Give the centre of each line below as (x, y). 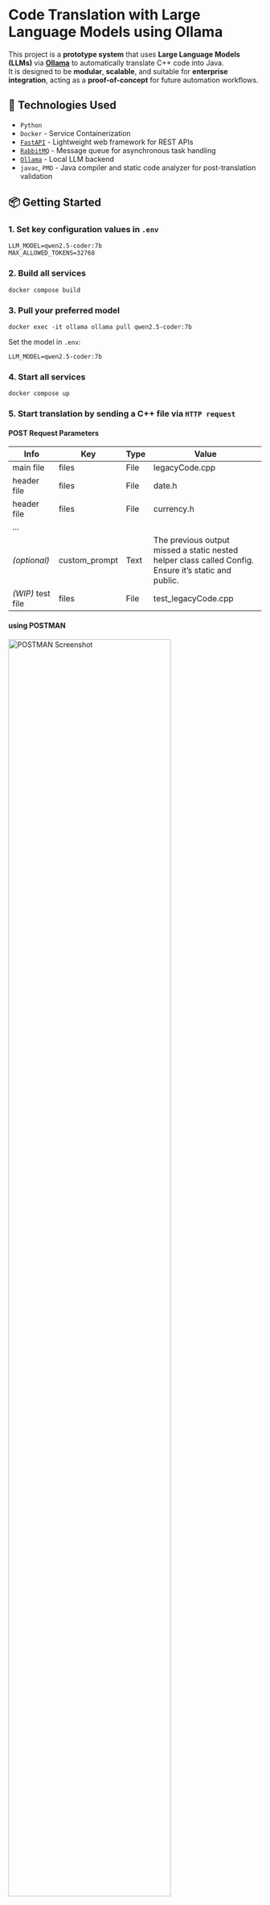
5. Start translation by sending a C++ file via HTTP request (122, 414)
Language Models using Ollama (116, 32)
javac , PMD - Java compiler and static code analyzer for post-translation (138, 168)
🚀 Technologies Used (62, 105)
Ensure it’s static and (192, 571)
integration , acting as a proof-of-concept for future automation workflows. (133, 80)
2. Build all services (47, 273)
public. (166, 580)
